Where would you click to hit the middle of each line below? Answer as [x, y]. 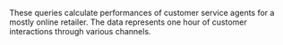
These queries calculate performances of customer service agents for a [142, 13]
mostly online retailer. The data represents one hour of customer [129, 22]
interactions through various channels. [80, 31]
